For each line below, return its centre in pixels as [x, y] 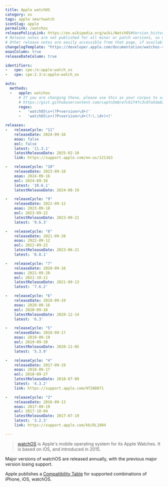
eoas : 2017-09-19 [32, 406]
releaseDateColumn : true [31, 56]
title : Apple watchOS [28, 10]
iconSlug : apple [22, 24]
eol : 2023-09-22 [31, 213]
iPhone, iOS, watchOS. [28, 479]
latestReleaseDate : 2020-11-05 [47, 346]
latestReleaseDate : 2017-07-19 [47, 416]
